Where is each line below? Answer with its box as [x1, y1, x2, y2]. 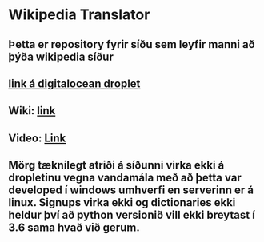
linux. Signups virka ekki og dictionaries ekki [8, 196, 236, 209]
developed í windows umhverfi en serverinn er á [8, 184, 254, 197]
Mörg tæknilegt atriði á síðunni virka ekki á [8, 158, 225, 173]
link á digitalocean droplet [8, 77, 141, 90]
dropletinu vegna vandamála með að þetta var [8, 171, 242, 184]
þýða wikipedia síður [8, 50, 114, 63]
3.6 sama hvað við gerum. [8, 221, 140, 235]
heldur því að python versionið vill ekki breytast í [8, 208, 256, 222]
